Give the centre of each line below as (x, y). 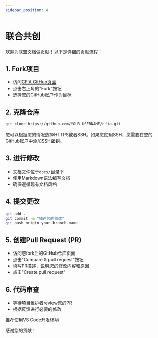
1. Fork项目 (22, 69)
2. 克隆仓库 (22, 112)
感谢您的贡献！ (21, 330)
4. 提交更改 (22, 202)
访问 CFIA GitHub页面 (34, 82)
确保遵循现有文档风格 (35, 184)
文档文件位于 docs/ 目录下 (38, 171)
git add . (16, 214)
